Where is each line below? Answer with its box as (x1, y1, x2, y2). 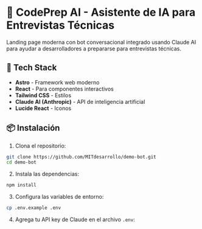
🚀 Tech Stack (6, 63, 57, 73)
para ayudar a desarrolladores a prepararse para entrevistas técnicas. (6, 45, 181, 52)
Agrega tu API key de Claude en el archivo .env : (15, 216, 135, 224)
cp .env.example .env (6, 205, 61, 211)
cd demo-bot (6, 159, 37, 166)
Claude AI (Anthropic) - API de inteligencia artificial (15, 98, 145, 105)
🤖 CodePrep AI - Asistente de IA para (6, 5, 196, 19)
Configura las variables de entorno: (15, 193, 104, 200)
